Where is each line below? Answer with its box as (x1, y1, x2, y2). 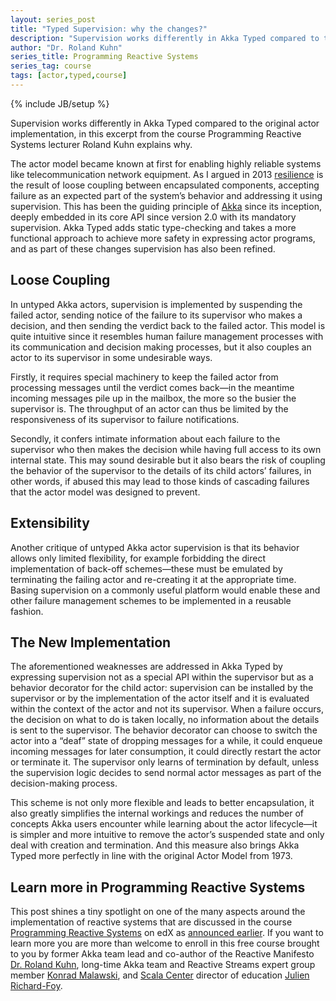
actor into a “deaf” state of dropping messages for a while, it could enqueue (10, 735, 323, 747)
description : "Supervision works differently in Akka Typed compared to (10, 33, 320, 43)
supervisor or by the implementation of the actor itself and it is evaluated (10, 692, 310, 705)
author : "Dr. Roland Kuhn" (10, 42, 123, 53)
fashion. (10, 605, 44, 617)
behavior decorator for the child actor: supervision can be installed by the (10, 682, 314, 694)
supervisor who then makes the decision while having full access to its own (10, 443, 322, 455)
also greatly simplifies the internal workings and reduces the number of (10, 807, 305, 820)
